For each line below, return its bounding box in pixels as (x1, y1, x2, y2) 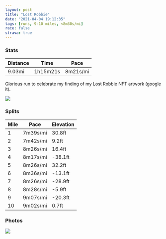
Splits (5, 108, 19, 115)
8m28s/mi (23, 186, 47, 193)
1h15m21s (34, 68, 61, 75)
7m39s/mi (23, 129, 47, 136)
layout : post (5, 7, 32, 12)
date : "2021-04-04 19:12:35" (5, 16, 66, 21)
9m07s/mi (23, 194, 47, 201)
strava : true (5, 30, 32, 35)
